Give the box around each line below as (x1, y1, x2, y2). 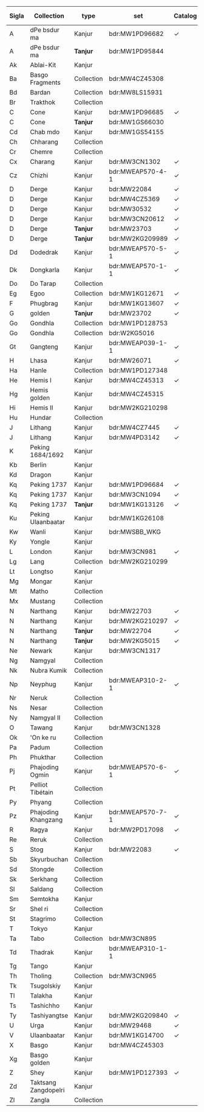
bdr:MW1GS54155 (109, 128, 164, 136)
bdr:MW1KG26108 (109, 514, 164, 522)
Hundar (30, 414, 52, 422)
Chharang (30, 138, 59, 146)
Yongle (30, 537, 50, 546)
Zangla (30, 1096, 50, 1104)
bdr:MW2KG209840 (109, 1011, 168, 1019)
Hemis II (30, 403, 53, 412)
